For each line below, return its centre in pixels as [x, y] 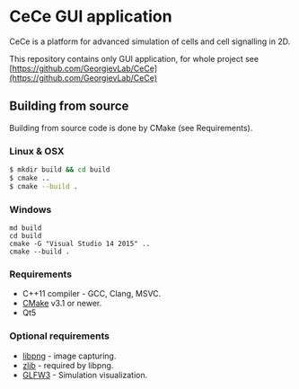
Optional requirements [60, 336]
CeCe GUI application [91, 17]
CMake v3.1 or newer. [62, 304]
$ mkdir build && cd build [60, 170]
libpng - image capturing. [69, 356]
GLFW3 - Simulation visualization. [85, 375]
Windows [31, 209]
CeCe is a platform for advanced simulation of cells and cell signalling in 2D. [150, 41]
